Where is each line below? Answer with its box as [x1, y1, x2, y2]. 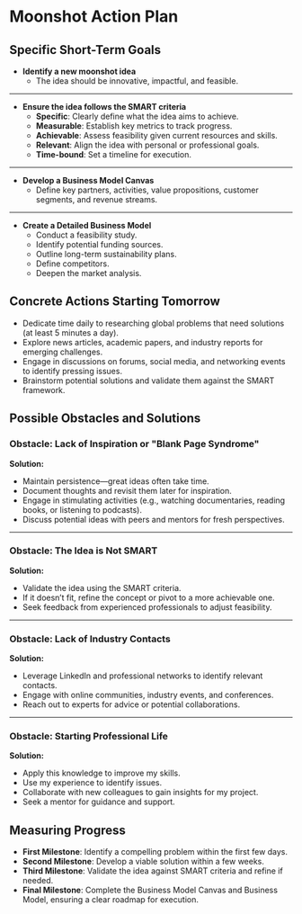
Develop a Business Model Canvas [22, 175, 155, 185]
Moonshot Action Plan [9, 6, 179, 27]
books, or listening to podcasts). [22, 504, 142, 515]
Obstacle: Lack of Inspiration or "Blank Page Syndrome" [9, 438, 260, 451]
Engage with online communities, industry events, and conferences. [22, 690, 274, 701]
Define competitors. [35, 258, 110, 269]
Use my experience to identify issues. [22, 777, 163, 788]
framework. [22, 384, 66, 395]
